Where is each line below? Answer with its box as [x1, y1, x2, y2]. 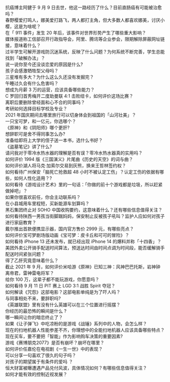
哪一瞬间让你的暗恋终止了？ [5, 314, 63, 320]
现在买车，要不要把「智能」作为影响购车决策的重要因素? [5, 333, 123, 339]
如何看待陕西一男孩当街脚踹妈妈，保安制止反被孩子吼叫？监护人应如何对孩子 [5, 213, 165, 219]
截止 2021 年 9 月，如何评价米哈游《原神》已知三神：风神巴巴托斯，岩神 [5, 264, 156, 270]
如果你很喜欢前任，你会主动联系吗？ [5, 194, 81, 200]
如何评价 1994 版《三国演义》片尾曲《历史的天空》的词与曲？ [5, 156, 133, 162]
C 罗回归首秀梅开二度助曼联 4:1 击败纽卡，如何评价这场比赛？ [5, 93, 134, 99]
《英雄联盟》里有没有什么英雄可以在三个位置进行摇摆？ [5, 302, 120, 308]
